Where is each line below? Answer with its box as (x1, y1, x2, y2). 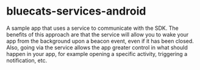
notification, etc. (6, 57, 48, 64)
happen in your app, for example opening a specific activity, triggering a (6, 50, 188, 57)
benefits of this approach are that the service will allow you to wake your (6, 30, 189, 38)
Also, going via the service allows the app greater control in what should (6, 44, 188, 51)
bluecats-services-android (6, 4, 146, 18)
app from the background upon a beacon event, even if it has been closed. (6, 37, 194, 44)
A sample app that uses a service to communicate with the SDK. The (6, 24, 179, 32)
